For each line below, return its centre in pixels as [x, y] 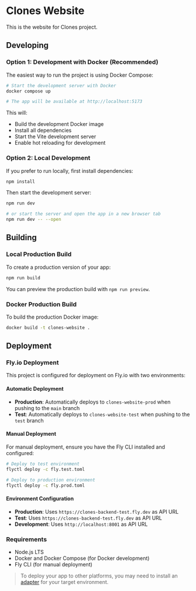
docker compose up [28, 91]
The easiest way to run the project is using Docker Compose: [80, 75]
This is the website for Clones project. [52, 27]
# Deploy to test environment [43, 464]
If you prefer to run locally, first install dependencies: [70, 170]
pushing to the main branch [47, 408]
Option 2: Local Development [48, 158]
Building [21, 238]
